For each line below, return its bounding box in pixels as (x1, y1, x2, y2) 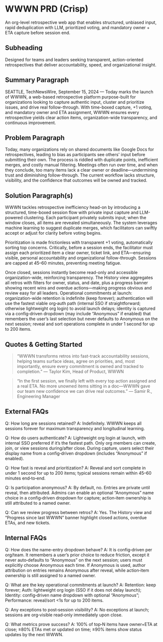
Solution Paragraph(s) (5, 192, 73, 200)
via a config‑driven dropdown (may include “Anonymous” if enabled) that (5, 311, 151, 317)
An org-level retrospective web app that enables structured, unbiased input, (5, 19, 157, 25)
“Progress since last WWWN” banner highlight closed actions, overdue (5, 514, 147, 520)
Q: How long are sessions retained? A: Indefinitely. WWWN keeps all (5, 420, 142, 426)
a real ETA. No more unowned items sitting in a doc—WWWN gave (16, 383, 150, 389)
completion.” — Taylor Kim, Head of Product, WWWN (16, 369, 124, 374)
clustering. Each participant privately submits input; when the (23, 215, 147, 221)
